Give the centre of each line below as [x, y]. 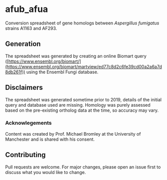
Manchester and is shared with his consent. [50, 139]
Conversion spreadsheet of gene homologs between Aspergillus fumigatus [82, 23]
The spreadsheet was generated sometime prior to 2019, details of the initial [83, 99]
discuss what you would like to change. [46, 172]
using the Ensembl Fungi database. [63, 72]
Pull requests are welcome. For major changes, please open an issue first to [83, 167]
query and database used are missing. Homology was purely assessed [78, 105]
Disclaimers [24, 88]
